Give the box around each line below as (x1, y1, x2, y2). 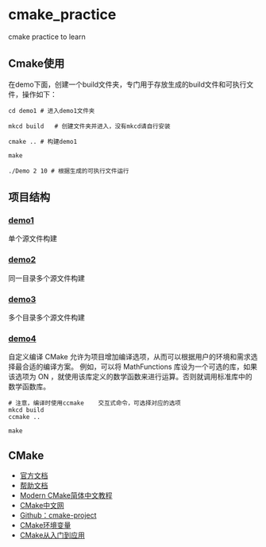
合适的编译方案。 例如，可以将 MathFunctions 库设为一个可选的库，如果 (21, 362, 258, 371)
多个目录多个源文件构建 (8, 312, 85, 323)
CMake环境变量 (19, 521, 71, 530)
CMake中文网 (19, 501, 65, 510)
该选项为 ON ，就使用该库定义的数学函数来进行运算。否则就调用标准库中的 (8, 372, 253, 382)
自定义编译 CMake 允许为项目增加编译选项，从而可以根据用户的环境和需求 (8, 352, 252, 362)
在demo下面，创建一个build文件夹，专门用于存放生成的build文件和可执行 (8, 80, 247, 89)
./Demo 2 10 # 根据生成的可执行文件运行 (8, 167, 129, 175)
